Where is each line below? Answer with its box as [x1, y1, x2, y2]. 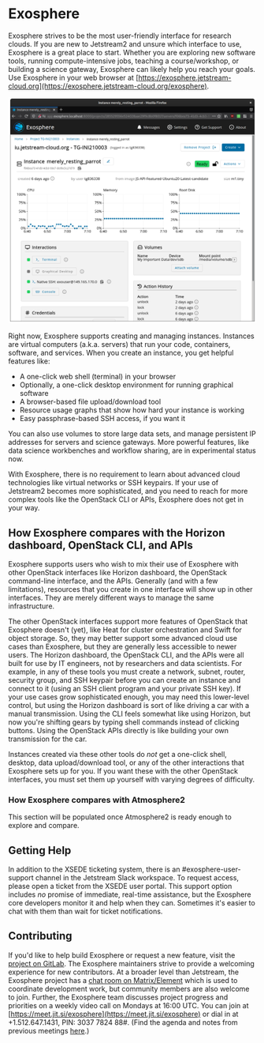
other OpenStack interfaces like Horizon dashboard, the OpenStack [8, 567, 227, 577]
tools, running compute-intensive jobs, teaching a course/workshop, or [8, 56, 239, 66]
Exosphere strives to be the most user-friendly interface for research [8, 31, 232, 40]
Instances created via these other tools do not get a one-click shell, [8, 749, 227, 759]
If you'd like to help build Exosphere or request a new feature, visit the [8, 950, 236, 960]
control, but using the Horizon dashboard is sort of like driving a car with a [8, 700, 250, 710]
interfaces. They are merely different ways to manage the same [8, 593, 214, 602]
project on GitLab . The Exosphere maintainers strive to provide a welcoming [8, 958, 255, 968]
